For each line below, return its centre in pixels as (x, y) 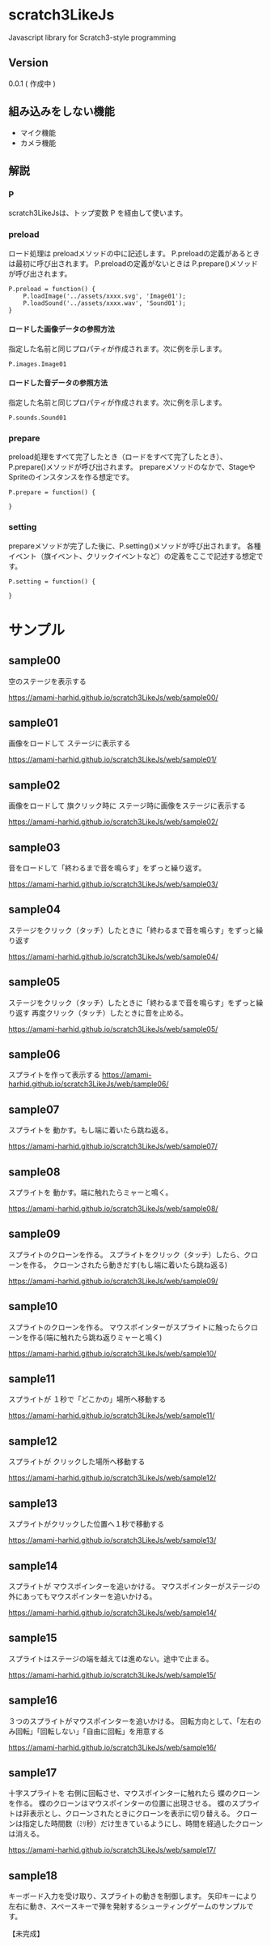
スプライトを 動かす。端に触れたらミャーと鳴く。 (91, 1192)
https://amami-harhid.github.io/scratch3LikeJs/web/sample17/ (112, 1850)
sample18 (33, 1875)
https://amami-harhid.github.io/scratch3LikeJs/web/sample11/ (112, 1415)
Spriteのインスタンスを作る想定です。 (71, 477)
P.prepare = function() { (52, 492)
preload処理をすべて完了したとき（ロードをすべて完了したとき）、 (118, 457)
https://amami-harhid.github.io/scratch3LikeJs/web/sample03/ (113, 884)
